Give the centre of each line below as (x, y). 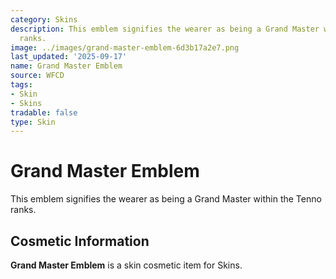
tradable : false (44, 112)
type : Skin (33, 122)
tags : (21, 85)
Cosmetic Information (80, 241)
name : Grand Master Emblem (66, 66)
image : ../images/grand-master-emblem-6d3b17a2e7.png (125, 47)
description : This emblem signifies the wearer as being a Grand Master (165, 29)
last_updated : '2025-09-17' (69, 57)
